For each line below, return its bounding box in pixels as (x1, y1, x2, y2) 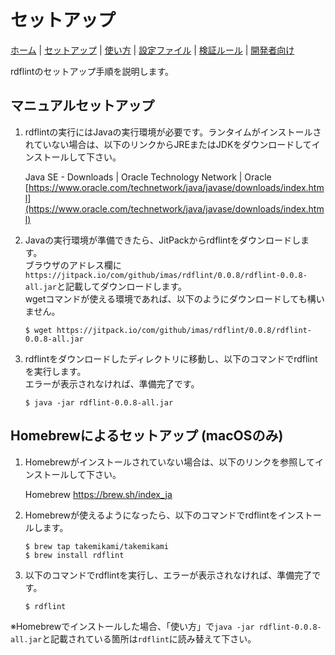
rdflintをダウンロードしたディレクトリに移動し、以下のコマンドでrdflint (24, 352, 318, 365)
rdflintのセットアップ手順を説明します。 (10, 65, 175, 77)
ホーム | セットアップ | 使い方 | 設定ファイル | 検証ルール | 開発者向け (10, 44, 295, 56)
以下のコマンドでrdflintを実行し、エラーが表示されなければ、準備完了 (24, 569, 313, 581)
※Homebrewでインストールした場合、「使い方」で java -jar (10, 620, 255, 632)
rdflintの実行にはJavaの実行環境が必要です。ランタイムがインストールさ (24, 126, 322, 138)
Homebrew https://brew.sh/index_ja (24, 488, 173, 500)
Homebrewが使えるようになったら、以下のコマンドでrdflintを (24, 509, 279, 521)
